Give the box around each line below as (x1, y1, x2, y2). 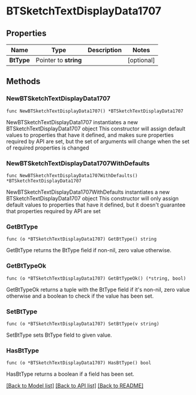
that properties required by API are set (6, 207, 101, 214)
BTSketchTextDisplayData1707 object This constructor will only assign (6, 194, 179, 202)
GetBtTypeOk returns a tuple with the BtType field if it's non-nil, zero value (6, 286, 190, 293)
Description (88, 46, 122, 54)
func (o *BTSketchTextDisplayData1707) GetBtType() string (6, 236, 157, 243)
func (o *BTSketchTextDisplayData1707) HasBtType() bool (6, 360, 152, 366)
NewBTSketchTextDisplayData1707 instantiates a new (6, 118, 138, 125)
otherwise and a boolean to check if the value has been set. (6, 292, 154, 300)
